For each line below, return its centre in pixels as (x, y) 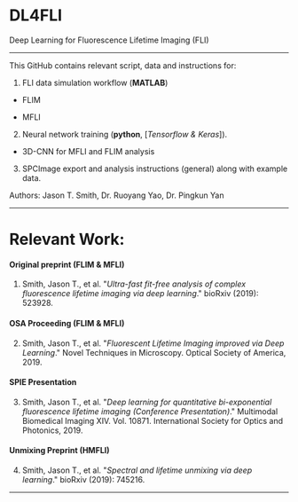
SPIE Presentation (43, 382)
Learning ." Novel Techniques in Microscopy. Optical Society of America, (154, 352)
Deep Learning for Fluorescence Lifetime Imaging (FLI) (110, 40)
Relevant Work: (67, 239)
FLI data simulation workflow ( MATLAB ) (95, 82)
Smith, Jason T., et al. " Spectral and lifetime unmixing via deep (137, 470)
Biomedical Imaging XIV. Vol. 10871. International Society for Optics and (153, 420)
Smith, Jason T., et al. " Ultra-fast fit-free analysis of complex (134, 284)
